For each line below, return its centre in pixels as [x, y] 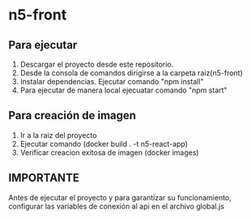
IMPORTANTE [44, 178]
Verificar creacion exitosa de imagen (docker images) [110, 152]
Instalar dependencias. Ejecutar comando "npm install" [112, 82]
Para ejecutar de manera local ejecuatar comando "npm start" [124, 90]
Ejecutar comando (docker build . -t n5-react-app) [104, 144]
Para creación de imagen [72, 116]
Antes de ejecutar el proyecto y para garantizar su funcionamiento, [120, 197]
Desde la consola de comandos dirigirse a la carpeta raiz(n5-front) [131, 73]
